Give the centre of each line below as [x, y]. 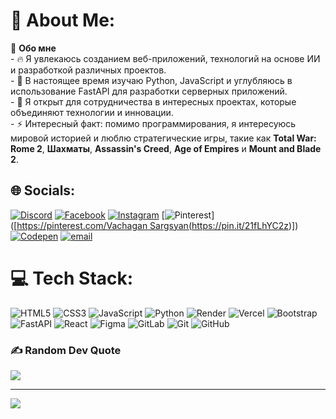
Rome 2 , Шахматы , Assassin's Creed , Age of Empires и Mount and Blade [166, 148]
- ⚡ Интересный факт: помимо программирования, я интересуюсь [153, 123]
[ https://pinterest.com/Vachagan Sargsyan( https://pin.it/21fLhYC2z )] [154, 225]
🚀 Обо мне [33, 48]
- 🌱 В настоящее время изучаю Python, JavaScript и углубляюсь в [151, 80]
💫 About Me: [63, 20]
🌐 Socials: [43, 190]
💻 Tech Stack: [72, 278]
